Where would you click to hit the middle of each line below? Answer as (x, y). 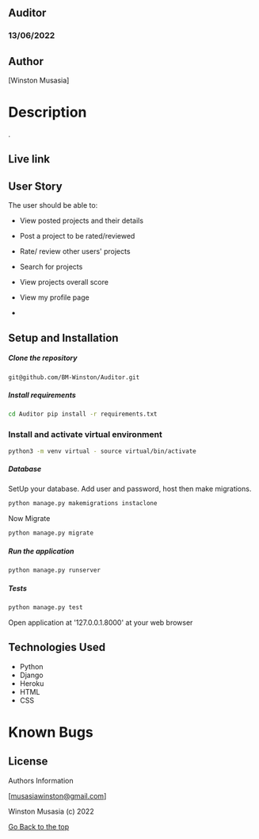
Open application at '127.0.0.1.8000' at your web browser (101, 623)
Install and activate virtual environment (85, 435)
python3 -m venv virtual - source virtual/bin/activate (102, 451)
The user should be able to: (53, 205)
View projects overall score (64, 282)
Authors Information (41, 780)
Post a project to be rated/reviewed (77, 236)
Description (48, 112)
